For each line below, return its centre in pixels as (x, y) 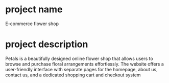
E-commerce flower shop (32, 24)
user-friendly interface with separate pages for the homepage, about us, (82, 69)
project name (34, 9)
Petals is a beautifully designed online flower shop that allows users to (79, 58)
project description (47, 44)
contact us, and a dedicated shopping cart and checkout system (73, 75)
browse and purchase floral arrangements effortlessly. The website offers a (85, 64)
